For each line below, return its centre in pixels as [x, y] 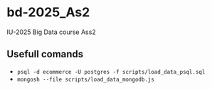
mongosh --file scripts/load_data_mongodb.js [85, 79]
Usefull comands [45, 54]
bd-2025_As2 [48, 12]
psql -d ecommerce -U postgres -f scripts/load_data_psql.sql [111, 72]
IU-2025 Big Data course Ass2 [52, 32]
